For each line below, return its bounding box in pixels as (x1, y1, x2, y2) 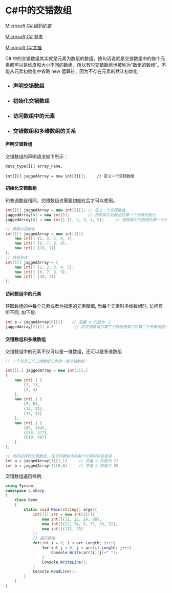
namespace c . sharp (5, 488, 45, 493)
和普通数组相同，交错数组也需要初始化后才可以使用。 (5, 197, 118, 204)
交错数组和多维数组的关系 (12, 127, 76, 134)
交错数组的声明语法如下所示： (5, 153, 68, 160)
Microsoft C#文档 (5, 44, 42, 50)
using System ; (5, 483, 36, 488)
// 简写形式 (5, 255, 28, 260)
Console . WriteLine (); (41, 560, 88, 565)
